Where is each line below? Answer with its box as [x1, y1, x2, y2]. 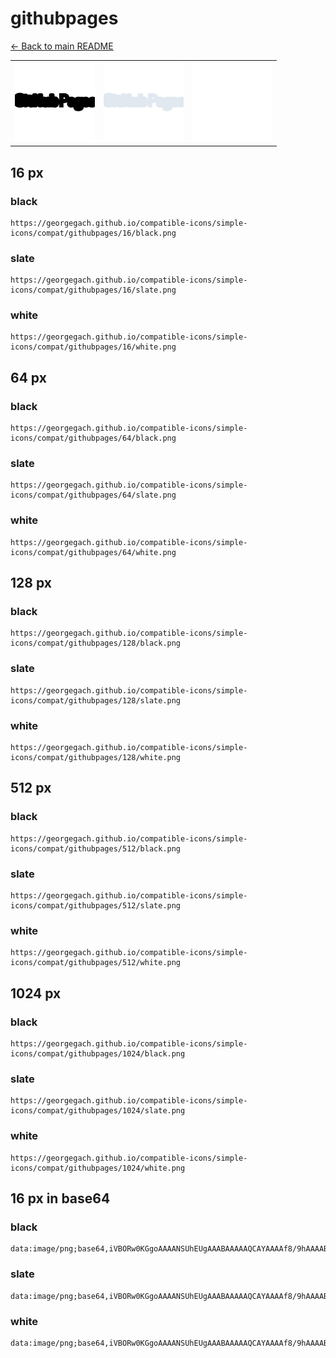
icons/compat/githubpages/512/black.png [10, 843, 182, 854]
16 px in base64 [10, 1190, 111, 1207]
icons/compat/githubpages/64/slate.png [10, 490, 177, 501]
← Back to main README [10, 40, 114, 52]
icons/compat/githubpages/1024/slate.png [10, 1106, 186, 1116]
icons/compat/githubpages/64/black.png [10, 433, 177, 444]
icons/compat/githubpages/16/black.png [10, 228, 177, 238]
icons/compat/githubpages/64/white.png [10, 547, 177, 557]
